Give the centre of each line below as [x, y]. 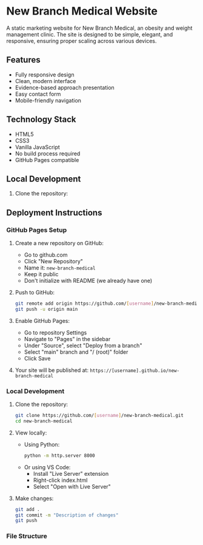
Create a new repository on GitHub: [59, 243]
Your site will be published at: [52, 370]
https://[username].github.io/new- [135, 371]
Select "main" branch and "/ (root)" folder [76, 352]
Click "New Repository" [54, 262]
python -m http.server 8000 [59, 455]
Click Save [37, 358]
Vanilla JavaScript [38, 147]
